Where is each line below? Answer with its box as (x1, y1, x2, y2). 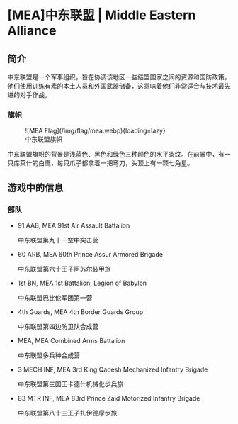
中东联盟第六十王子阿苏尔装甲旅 (17, 264, 111, 273)
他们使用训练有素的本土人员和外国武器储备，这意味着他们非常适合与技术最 (7, 82, 225, 90)
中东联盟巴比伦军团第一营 (17, 293, 93, 302)
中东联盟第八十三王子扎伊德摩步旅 (17, 408, 118, 417)
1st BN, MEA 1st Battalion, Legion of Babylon (17, 279, 147, 287)
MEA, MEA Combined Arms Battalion (17, 336, 125, 345)
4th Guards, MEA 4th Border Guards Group (17, 307, 144, 316)
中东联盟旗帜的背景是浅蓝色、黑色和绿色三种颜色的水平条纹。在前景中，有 (7, 150, 225, 159)
